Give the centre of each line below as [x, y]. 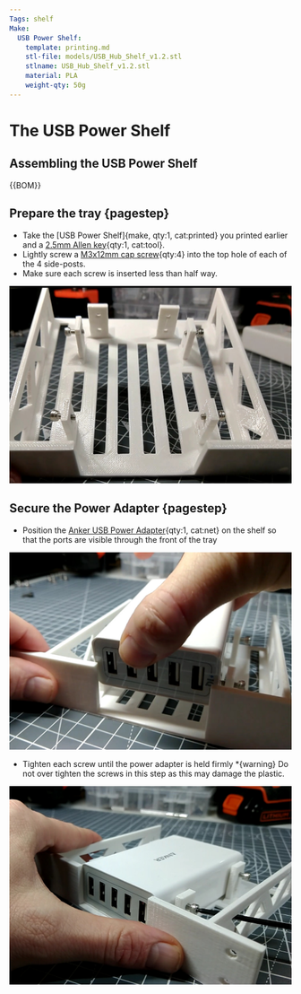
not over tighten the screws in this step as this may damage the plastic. [153, 774]
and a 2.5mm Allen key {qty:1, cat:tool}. [94, 244]
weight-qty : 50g [56, 85]
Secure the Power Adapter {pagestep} [118, 508]
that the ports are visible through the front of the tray [120, 539]
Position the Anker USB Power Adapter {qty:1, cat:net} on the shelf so [149, 530]
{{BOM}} [26, 185]
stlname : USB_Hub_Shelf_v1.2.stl [88, 66]
